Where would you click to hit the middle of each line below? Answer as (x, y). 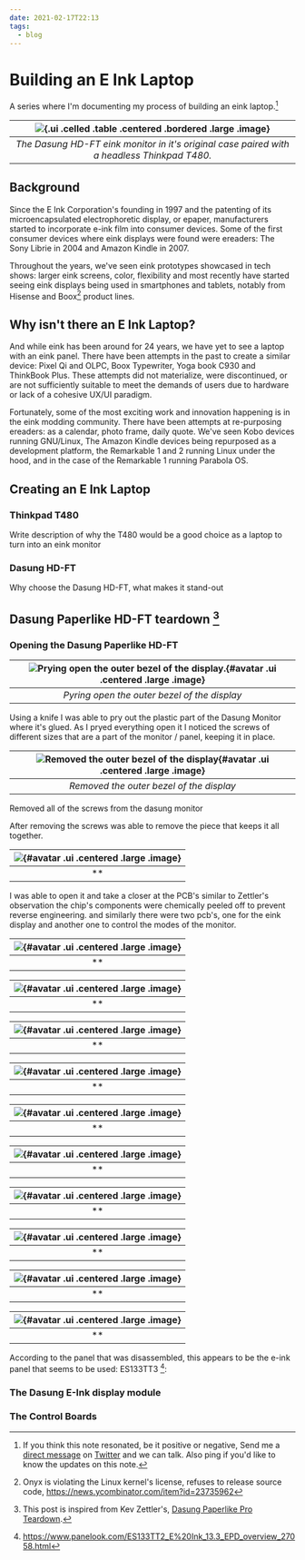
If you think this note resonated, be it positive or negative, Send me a (151, 1445)
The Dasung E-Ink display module (85, 1392)
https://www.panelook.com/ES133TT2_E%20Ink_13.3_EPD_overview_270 (159, 1536)
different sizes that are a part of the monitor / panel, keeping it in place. (143, 736)
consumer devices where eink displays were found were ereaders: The (142, 238)
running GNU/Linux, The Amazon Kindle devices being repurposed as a (143, 441)
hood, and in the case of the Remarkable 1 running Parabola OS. (129, 460)
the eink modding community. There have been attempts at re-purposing (146, 422)
